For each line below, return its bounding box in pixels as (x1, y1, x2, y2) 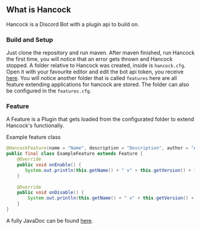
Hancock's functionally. (6, 122, 65, 129)
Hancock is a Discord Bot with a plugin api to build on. (6, 20, 139, 27)
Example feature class (6, 134, 61, 141)
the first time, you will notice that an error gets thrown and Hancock (6, 56, 173, 63)
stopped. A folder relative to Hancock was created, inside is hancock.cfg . (6, 62, 186, 69)
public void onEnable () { (17, 162, 82, 168)
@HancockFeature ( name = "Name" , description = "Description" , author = (6, 145, 188, 151)
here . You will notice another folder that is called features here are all (6, 75, 178, 82)
